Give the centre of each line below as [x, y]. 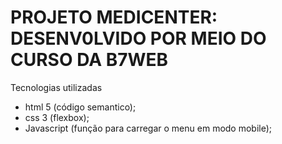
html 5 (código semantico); [80, 107]
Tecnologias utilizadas [56, 87]
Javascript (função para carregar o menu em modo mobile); [148, 128]
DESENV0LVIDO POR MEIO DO [138, 38]
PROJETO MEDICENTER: [114, 17]
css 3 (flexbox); [57, 117]
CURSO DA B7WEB [89, 60]
